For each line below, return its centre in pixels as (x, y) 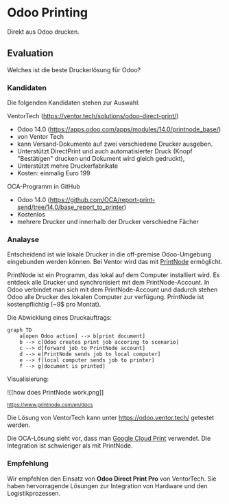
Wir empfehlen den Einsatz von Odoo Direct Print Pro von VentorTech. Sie (112, 479)
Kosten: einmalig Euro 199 (53, 173)
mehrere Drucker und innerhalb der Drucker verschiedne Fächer (108, 222)
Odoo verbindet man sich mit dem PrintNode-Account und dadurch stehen (112, 289)
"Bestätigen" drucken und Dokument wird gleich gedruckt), (101, 159)
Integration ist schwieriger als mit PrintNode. (70, 446)
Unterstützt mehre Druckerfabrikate (68, 166)
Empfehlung (28, 463)
